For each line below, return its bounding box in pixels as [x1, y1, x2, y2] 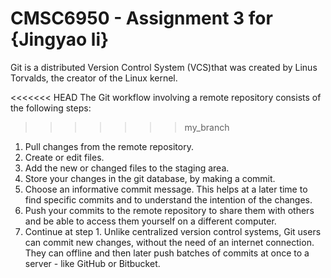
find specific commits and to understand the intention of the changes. [24, 193, 313, 206]
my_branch [184, 121, 230, 133]
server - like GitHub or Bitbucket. [24, 257, 161, 269]
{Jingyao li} [10, 28, 110, 51]
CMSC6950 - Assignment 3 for [10, 7, 273, 30]
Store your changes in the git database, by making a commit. [24, 172, 276, 184]
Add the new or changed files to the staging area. [24, 162, 230, 174]
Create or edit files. [24, 151, 105, 163]
